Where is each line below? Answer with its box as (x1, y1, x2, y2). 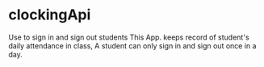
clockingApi (8, 6, 91, 24)
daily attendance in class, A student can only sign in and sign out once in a (8, 40, 257, 50)
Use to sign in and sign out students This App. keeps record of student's (8, 32, 249, 42)
